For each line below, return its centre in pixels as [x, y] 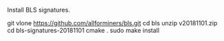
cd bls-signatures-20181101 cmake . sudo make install [83, 30]
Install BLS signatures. [39, 10]
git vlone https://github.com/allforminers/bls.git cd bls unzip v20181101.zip [112, 23]
